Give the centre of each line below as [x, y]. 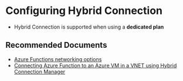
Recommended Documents [56, 45]
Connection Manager [40, 72]
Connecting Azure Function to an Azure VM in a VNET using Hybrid [95, 65]
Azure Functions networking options [58, 59]
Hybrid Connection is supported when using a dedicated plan [89, 27]
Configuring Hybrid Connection [84, 11]
